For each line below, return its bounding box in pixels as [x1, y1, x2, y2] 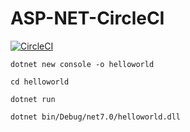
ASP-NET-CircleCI [10, 7, 165, 30]
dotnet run [10, 94, 56, 104]
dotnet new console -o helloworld [10, 59, 155, 69]
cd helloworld [10, 77, 70, 87]
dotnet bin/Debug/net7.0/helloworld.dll [10, 112, 182, 122]
